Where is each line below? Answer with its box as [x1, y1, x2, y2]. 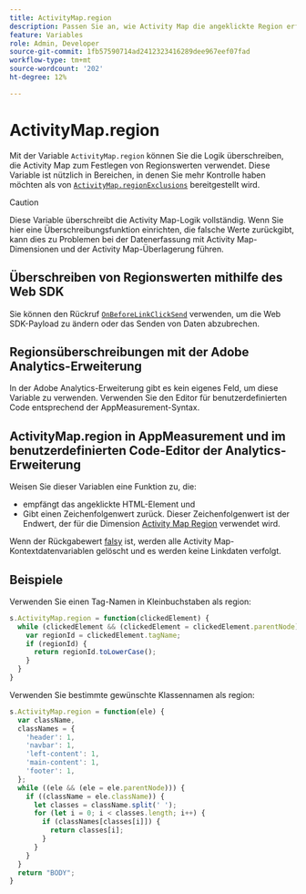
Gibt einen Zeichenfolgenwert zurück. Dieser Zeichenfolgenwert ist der [22, 509, 290, 519]
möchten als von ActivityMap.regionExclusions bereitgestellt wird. [9, 179, 260, 190]
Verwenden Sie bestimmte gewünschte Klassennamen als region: [9, 689, 255, 700]
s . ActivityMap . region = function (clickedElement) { [9, 613, 209, 622]
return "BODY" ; [17, 868, 76, 878]
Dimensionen [9, 243, 59, 254]
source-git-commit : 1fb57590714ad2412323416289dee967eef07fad [9, 47, 250, 57]
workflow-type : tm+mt [9, 56, 92, 65]
